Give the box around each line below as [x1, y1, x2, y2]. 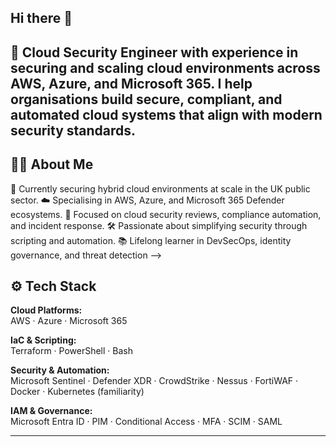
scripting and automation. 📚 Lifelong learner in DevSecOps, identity [10, 234, 292, 246]
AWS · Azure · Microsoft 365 [10, 315, 128, 327]
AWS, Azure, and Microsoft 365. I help [10, 75, 253, 92]
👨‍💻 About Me [10, 156, 94, 173]
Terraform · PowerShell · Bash [10, 345, 133, 357]
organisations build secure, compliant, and [10, 91, 283, 108]
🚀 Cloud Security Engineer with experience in [10, 44, 299, 61]
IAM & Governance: [10, 405, 93, 417]
